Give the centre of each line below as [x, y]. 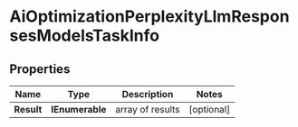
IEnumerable [79, 109]
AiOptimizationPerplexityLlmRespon [149, 17]
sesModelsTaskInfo [85, 36]
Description [148, 94]
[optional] [210, 109]
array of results [148, 109]
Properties [40, 69]
